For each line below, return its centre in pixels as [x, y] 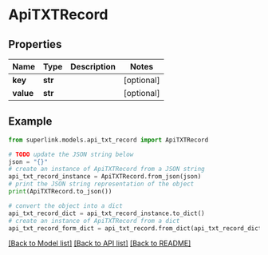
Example [30, 122]
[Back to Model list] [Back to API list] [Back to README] [100, 243]
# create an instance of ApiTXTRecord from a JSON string [106, 169]
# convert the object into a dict [66, 205]
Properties [35, 44]
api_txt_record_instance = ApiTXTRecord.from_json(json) [105, 177]
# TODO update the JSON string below [71, 154]
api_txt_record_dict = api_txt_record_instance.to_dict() [106, 213]
